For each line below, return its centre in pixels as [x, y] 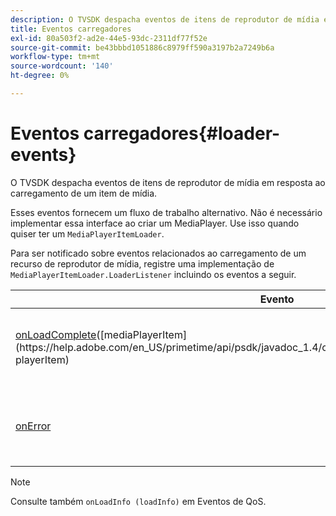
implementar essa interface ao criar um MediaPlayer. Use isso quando [155, 223]
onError [33, 426]
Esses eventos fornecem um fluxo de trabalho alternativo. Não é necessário [166, 212]
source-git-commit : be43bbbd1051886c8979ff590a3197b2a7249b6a [142, 47]
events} [43, 155]
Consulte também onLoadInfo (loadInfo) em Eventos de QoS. [138, 501]
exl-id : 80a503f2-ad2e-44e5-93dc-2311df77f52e [109, 38]
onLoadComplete [56, 334]
